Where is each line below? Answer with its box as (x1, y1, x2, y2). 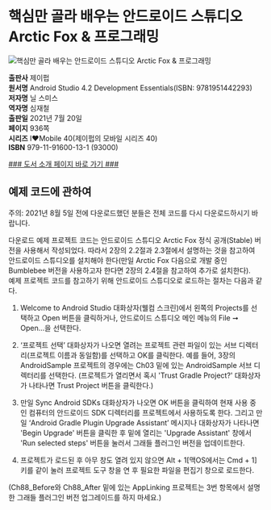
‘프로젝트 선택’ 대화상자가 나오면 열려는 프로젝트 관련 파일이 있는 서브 (19, 340, 237, 349)
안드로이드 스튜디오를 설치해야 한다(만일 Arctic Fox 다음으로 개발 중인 (8, 255, 227, 265)
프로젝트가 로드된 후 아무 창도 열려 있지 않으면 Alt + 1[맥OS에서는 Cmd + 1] (19, 455, 257, 465)
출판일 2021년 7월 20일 (8, 113, 82, 123)
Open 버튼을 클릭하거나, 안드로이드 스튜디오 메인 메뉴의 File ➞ (41, 312, 239, 323)
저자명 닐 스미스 (8, 93, 59, 102)
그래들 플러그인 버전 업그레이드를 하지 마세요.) (16, 492, 162, 502)
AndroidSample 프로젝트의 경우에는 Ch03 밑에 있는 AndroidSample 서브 (19, 360, 252, 370)
